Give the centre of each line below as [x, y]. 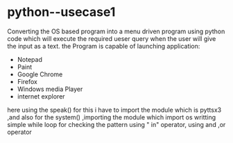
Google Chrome [40, 74]
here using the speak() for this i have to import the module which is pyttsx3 [114, 110]
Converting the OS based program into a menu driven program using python [116, 31]
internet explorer [41, 96]
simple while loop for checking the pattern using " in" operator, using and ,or [116, 124]
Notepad [30, 59]
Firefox [27, 81]
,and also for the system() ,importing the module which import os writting [112, 117]
